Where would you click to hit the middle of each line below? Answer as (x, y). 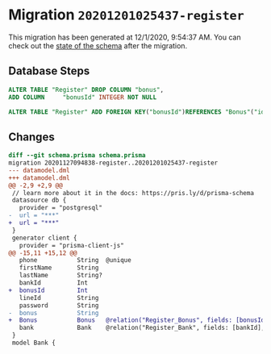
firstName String (59, 268)
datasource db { (39, 200)
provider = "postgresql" (61, 208)
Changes (31, 137)
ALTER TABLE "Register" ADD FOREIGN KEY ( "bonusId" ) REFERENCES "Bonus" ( (131, 112)
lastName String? (61, 276)
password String (59, 305)
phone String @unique (75, 260)
